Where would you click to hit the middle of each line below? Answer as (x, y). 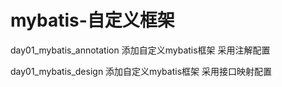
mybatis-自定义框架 (92, 20)
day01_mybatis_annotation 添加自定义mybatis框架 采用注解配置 (140, 50)
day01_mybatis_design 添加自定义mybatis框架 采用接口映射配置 (141, 71)
